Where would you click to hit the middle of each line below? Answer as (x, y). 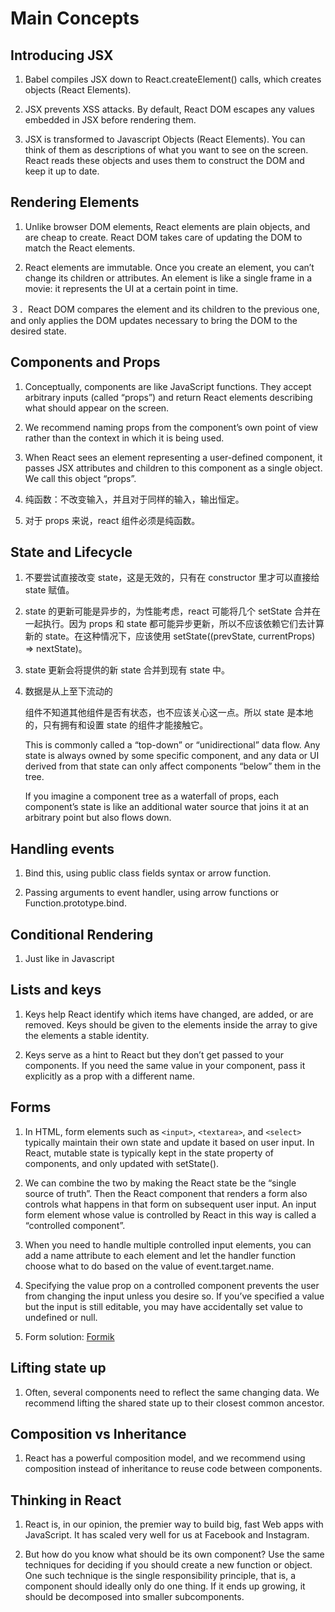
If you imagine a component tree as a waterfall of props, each (152, 796)
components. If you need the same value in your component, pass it (165, 1065)
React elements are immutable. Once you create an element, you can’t (169, 267)
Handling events (62, 848)
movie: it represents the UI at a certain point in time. (131, 288)
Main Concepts (75, 18)
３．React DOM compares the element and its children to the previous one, (165, 309)
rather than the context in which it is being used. (124, 438)
